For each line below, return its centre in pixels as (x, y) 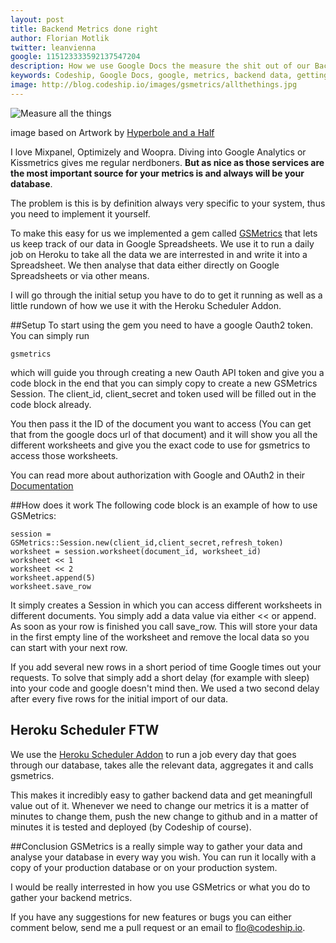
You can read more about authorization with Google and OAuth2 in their (158, 475)
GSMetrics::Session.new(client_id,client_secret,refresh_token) (147, 542)
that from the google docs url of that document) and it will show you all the (164, 434)
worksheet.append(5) (53, 577)
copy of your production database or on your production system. (144, 867)
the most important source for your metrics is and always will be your (157, 173)
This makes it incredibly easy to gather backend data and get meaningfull (161, 795)
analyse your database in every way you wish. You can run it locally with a (163, 857)
